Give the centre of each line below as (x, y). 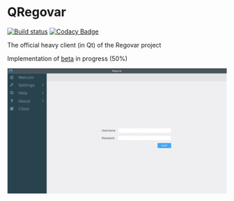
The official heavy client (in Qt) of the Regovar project (84, 45)
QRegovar (37, 12)
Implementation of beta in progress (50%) (67, 58)
